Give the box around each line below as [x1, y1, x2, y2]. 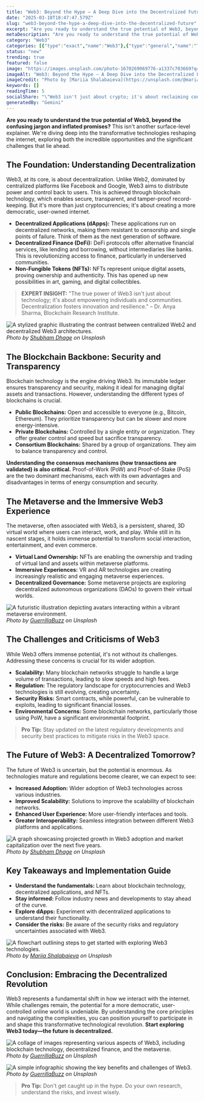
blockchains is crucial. [6, 397, 62, 404]
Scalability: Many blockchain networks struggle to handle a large [15, 669, 179, 676]
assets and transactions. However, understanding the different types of [6, 390, 185, 398]
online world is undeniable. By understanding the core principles [33, 1008, 194, 1016]
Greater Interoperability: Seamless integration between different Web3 [15, 816, 194, 824]
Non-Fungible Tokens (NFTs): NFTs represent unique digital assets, [15, 265, 186, 273]
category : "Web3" [6, 37, 50, 43]
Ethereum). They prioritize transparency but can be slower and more [15, 415, 187, 423]
